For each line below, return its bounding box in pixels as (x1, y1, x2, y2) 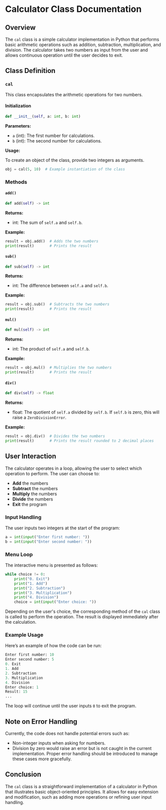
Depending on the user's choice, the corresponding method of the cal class (5, 608, 160, 614)
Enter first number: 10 (5, 652, 55, 658)
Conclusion (5, 770, 42, 779)
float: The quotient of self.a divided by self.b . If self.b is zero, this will (12, 409, 160, 415)
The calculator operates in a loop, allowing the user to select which (5, 465, 142, 471)
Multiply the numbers (12, 491, 57, 497)
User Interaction (5, 452, 56, 460)
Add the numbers (12, 480, 49, 486)
